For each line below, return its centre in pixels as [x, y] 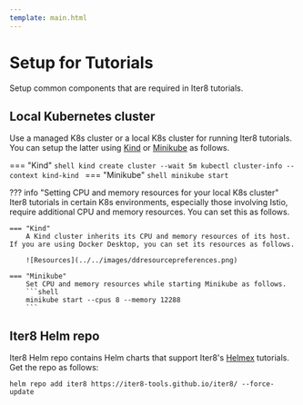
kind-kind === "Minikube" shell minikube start [136, 175]
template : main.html [49, 18]
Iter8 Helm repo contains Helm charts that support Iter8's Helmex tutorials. [149, 358]
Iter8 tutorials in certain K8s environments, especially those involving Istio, [149, 202]
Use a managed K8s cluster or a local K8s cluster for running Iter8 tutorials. [151, 138]
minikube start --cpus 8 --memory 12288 [103, 301]
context [24, 176]
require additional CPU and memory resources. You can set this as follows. [150, 212]
